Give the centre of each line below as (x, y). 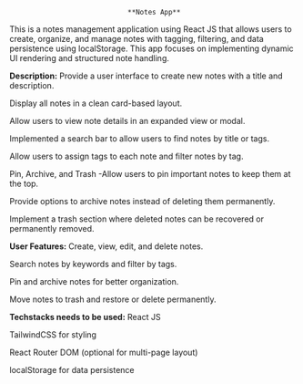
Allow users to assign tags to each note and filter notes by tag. (126, 156)
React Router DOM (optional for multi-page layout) (104, 352)
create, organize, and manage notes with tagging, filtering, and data (136, 39)
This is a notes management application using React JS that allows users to (151, 29)
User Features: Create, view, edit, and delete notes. (106, 246)
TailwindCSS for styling (53, 335)
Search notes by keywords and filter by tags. (93, 264)
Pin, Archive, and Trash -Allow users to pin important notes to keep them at (150, 174)
